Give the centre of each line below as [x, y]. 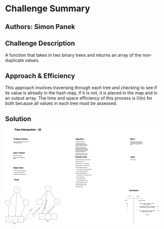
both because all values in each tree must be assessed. [61, 103]
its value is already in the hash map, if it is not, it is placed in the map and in [82, 93]
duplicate [14, 60]
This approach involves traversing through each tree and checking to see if [81, 88]
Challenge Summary [48, 9]
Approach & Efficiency [40, 76]
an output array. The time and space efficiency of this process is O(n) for [79, 98]
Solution [18, 119]
